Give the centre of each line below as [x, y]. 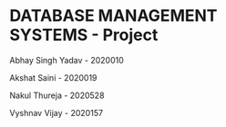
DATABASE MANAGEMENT [113, 16]
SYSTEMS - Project [84, 35]
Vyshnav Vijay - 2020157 [56, 112]
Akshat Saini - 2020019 [53, 77]
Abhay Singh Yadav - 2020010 [67, 60]
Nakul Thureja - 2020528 [57, 95]
